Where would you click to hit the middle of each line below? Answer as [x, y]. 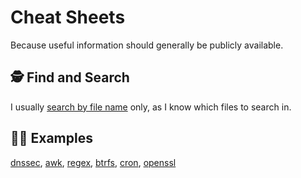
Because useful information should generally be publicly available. [147, 45]
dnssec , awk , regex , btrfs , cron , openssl [93, 162]
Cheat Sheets [68, 17]
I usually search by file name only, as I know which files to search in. [151, 107]
